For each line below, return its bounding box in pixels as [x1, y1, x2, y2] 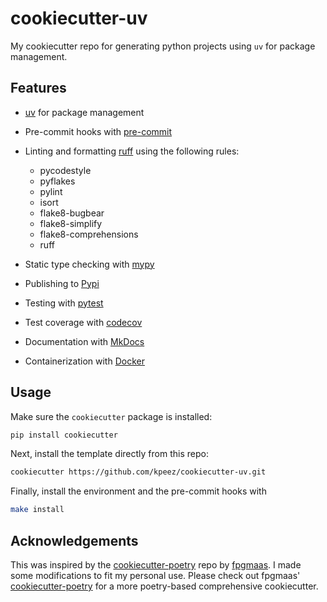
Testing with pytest [24, 297, 104, 309]
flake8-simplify [39, 217, 103, 229]
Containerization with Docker [24, 355, 145, 367]
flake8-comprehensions [39, 228, 139, 240]
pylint [39, 185, 63, 197]
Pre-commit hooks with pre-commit [24, 125, 173, 137]
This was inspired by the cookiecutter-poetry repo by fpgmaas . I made [10, 559, 302, 571]
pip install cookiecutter [10, 430, 118, 440]
